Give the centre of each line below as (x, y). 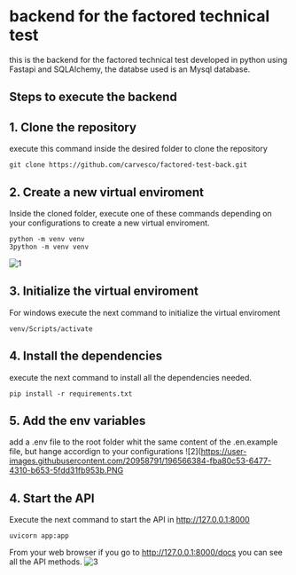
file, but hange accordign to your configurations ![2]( (105, 452)
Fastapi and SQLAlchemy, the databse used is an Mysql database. (130, 69)
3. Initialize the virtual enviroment (104, 291)
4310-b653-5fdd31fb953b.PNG (66, 470)
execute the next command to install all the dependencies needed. (131, 377)
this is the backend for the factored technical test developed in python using (148, 59)
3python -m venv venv (49, 247)
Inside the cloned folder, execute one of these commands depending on (140, 213)
